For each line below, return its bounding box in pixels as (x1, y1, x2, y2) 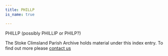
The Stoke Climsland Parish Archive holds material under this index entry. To (5, 39, 163, 45)
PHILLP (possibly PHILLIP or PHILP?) (5, 30, 81, 36)
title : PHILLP (5, 7, 35, 12)
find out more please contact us (5, 45, 71, 51)
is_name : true (5, 12, 35, 17)
